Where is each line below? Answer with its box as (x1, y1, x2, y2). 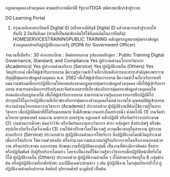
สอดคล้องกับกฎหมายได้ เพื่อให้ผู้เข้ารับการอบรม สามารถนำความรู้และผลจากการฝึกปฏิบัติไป (5, 92, 154, 98)
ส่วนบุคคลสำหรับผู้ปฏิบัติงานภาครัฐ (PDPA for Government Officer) (12, 42, 136, 48)
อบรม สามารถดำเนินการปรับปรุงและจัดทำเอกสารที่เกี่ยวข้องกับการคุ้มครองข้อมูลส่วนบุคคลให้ (5, 86, 156, 92)
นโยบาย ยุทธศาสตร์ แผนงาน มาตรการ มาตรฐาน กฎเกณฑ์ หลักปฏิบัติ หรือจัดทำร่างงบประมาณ (5, 114, 159, 120)
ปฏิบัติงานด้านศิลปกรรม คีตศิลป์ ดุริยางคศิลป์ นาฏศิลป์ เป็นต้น (5, 166, 107, 171)
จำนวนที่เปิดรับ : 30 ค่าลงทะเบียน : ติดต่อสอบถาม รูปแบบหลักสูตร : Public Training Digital (5, 52, 164, 58)
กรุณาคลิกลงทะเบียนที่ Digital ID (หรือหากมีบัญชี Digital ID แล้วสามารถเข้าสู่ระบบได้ (12, 25, 156, 30)
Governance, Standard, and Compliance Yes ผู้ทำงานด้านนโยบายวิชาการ (5, 58, 144, 63)
